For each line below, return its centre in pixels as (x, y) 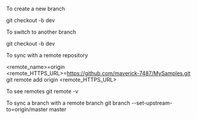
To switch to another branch (41, 32)
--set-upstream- (152, 103)
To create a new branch (36, 9)
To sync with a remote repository (47, 55)
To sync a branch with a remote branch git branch (68, 103)
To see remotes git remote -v (42, 91)
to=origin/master (27, 109)
